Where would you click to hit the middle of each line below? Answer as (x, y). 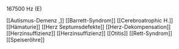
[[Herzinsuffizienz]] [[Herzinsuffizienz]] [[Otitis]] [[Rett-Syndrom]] (89, 33)
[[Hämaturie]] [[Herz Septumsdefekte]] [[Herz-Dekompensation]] (89, 27)
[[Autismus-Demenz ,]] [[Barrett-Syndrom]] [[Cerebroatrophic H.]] (90, 20)
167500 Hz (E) (24, 9)
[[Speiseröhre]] (25, 40)
